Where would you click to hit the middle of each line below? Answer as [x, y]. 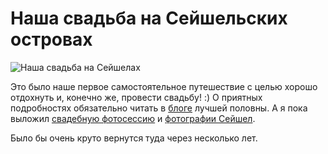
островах [51, 39]
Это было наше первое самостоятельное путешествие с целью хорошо [164, 86]
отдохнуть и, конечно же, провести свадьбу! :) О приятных [136, 97]
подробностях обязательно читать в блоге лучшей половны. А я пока [159, 108]
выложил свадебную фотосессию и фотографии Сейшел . [133, 118]
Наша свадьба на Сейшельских [149, 18]
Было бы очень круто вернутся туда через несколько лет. [134, 138]
